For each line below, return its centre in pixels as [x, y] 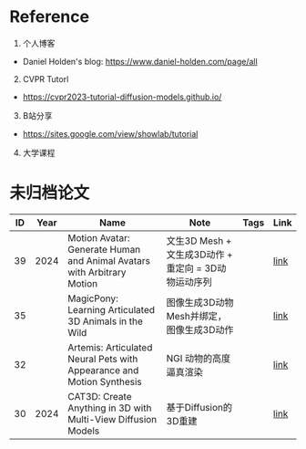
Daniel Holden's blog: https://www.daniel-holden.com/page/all [140, 61]
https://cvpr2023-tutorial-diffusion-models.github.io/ [122, 97]
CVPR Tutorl [46, 78]
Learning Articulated [112, 309]
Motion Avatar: [99, 237]
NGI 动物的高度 [199, 358]
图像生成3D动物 [200, 302]
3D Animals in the [106, 321]
